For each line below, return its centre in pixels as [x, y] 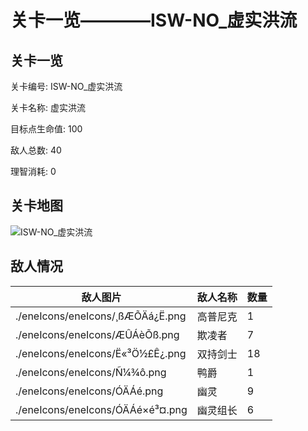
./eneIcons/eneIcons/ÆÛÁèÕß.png [97, 334]
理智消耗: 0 [33, 171]
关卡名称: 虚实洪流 [48, 107]
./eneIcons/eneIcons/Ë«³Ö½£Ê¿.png [101, 353]
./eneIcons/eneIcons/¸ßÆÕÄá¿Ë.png [101, 316]
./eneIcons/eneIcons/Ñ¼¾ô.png [91, 372]
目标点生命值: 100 [46, 129]
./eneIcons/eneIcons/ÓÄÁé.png [89, 391]
